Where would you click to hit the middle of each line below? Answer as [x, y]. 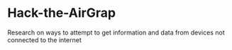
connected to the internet [44, 39]
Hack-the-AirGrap [61, 13]
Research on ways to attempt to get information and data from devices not [116, 32]
